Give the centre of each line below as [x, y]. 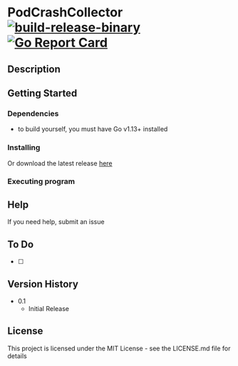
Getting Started [42, 93]
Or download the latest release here [60, 163]
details [17, 356]
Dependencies [33, 113]
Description [34, 69]
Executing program [41, 181]
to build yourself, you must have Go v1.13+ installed [93, 129]
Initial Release [49, 308]
